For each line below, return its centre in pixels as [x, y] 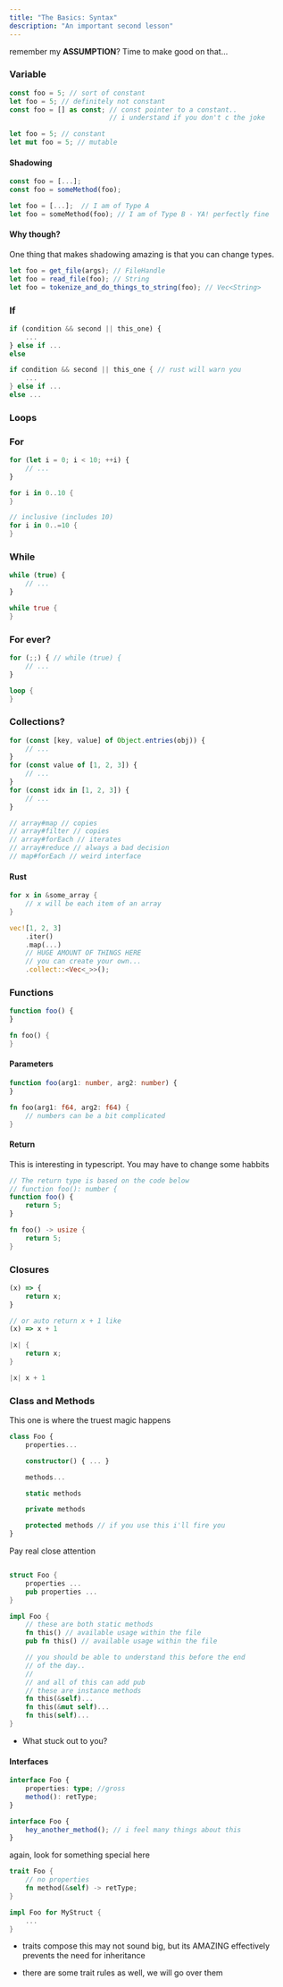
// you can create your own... [83, 962]
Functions [31, 992]
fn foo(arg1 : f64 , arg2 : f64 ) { [69, 1107]
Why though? [35, 234]
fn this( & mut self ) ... [67, 1707]
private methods [56, 1510]
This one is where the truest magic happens [90, 1420]
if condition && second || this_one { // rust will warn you [125, 370]
